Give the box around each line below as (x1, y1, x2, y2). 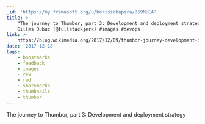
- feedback (17, 60, 45, 66)
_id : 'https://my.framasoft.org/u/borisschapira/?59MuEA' (6, 9, 157, 15)
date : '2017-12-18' (6, 43, 56, 49)
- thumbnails (17, 89, 51, 95)
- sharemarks (17, 83, 51, 89)
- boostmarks (17, 54, 51, 60)
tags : (6, 49, 20, 55)
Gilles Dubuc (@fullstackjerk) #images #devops (17, 26, 140, 32)
